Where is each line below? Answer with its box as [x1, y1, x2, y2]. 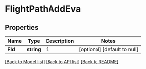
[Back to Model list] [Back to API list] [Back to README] [5, 59, 119, 65]
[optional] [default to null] [78, 46, 139, 53]
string [26, 46, 41, 53]
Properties [5, 23, 39, 32]
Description [46, 38, 74, 44]
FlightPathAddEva [5, 3, 81, 15]
